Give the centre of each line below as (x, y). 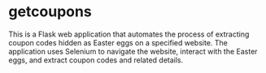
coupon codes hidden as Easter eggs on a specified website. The (118, 42)
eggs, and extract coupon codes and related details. (96, 60)
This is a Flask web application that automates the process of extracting (129, 34)
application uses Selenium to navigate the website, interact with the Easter (133, 51)
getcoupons (50, 12)
